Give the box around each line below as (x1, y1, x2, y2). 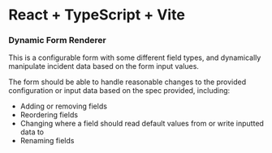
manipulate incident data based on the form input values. (8, 62, 199, 71)
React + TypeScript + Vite (8, 6, 185, 24)
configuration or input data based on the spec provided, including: (8, 86, 231, 96)
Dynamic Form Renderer (8, 35, 107, 46)
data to (19, 127, 45, 137)
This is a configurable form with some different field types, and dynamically (8, 53, 261, 62)
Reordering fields (19, 110, 79, 120)
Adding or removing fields (19, 101, 108, 111)
